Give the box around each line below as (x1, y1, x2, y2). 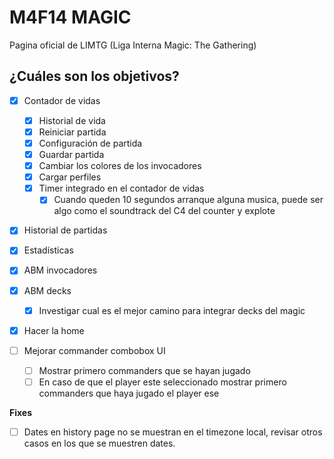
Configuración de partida (38, 137, 143, 149)
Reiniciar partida (38, 126, 107, 138)
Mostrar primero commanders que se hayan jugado (38, 364, 251, 376)
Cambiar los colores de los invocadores (38, 160, 202, 172)
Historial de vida (38, 114, 106, 126)
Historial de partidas (23, 224, 108, 236)
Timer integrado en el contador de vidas (38, 182, 205, 195)
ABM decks (23, 284, 72, 296)
